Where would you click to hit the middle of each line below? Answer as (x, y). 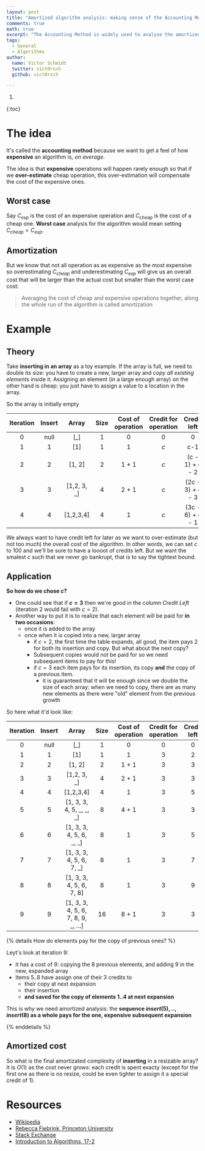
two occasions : (35, 622)
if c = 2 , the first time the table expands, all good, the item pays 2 (116, 642)
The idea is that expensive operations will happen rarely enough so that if (99, 169)
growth (52, 700)
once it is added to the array (60, 629)
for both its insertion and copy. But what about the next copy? (111, 648)
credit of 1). (21, 1080)
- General (24, 46)
